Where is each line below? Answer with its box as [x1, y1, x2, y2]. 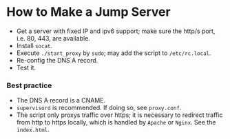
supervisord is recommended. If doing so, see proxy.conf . [16, 104, 182, 112]
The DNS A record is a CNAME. [16, 96, 106, 105]
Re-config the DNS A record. [16, 56, 98, 64]
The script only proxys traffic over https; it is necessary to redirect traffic [16, 111, 223, 119]
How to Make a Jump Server [6, 4, 171, 20]
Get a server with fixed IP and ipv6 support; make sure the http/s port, [16, 27, 216, 35]
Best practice [6, 81, 52, 90]
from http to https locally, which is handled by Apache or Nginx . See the [16, 118, 216, 127]
